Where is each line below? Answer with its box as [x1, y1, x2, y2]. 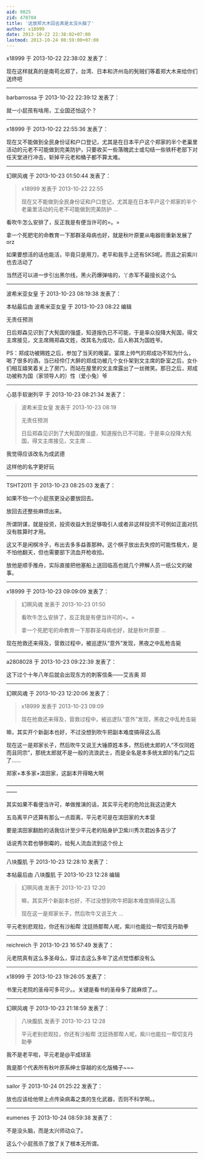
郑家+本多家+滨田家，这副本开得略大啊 [6, 770, 104, 776]
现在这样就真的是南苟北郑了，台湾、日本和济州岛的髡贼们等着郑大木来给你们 [6, 68, 198, 75]
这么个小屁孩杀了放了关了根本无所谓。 [6, 1140, 102, 1147]
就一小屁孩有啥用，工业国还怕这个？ [6, 107, 97, 114]
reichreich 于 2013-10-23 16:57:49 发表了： [6, 941, 114, 948]
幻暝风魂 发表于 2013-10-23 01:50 [21, 600, 106, 608]
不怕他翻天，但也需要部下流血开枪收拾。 [6, 549, 107, 555]
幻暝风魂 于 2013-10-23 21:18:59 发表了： [6, 1004, 110, 1012]
